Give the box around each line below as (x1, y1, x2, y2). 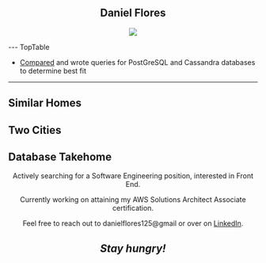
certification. (112, 204, 154, 213)
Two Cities (8, 123, 62, 137)
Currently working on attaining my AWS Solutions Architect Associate (19, 195, 247, 204)
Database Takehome (8, 150, 112, 163)
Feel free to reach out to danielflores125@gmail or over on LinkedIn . (22, 219, 244, 228)
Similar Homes (8, 97, 82, 110)
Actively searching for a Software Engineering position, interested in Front (12, 171, 254, 181)
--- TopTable (8, 42, 50, 51)
